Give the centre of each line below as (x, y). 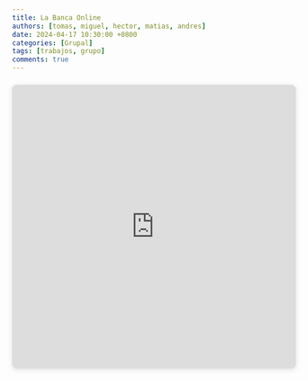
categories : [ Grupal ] (53, 43)
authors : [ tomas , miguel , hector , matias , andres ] (109, 26)
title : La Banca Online (57, 18)
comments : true (41, 59)
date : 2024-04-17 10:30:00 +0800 (75, 34)
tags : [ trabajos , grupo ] (59, 51)
